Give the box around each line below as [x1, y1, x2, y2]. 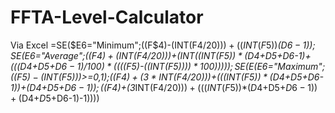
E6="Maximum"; [256, 60, 326, 72]
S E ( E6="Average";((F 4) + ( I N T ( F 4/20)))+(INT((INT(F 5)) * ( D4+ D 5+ [10, 49, 283, 61]
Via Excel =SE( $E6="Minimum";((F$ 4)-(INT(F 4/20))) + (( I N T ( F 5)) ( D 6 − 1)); [10, 39, 316, 51]
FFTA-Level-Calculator [10, 6, 204, 29]
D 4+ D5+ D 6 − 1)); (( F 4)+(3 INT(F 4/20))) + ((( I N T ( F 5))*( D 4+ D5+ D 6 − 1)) [29, 81, 318, 93]
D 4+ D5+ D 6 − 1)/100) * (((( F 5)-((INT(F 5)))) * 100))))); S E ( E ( [19, 60, 258, 72]
